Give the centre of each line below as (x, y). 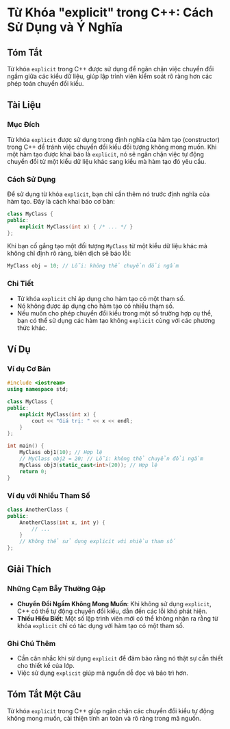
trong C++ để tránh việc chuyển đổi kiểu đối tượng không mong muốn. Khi (112, 147)
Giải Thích (29, 570)
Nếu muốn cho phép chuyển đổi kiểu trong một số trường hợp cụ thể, (115, 313)
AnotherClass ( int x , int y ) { (63, 523)
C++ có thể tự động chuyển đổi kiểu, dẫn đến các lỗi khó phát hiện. (112, 611)
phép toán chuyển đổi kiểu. (46, 83)
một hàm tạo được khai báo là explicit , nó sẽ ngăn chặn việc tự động (105, 154)
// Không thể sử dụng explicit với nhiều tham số (98, 542)
